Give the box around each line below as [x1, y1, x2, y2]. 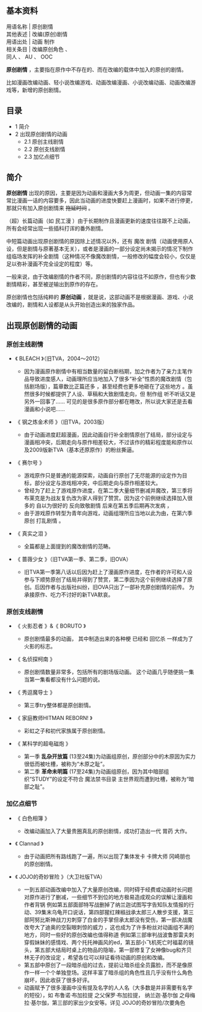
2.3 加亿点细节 [23, 153, 60, 160]
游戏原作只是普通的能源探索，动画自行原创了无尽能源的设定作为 [23, 472, 182, 479]
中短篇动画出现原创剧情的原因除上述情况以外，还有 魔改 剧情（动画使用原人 [6, 238, 194, 245]
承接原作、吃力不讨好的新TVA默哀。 [23, 591, 114, 599]
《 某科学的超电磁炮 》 [14, 740, 71, 747]
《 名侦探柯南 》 [14, 655, 55, 663]
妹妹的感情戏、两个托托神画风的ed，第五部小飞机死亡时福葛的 [34, 938, 189, 946]
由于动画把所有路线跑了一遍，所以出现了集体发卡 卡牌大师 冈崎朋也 [23, 853, 191, 860]
